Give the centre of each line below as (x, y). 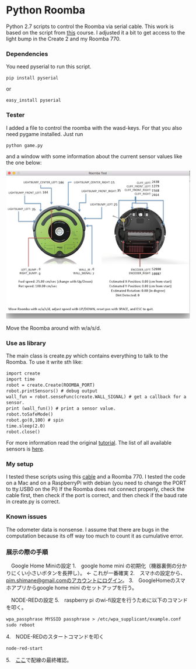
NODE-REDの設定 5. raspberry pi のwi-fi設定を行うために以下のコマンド (99, 600)
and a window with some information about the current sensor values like (94, 156)
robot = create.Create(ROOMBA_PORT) (50, 385)
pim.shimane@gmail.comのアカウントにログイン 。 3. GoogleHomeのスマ (96, 580)
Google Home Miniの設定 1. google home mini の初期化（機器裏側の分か (99, 566)
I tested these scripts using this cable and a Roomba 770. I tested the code (96, 477)
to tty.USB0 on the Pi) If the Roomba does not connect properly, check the (95, 489)
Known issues (27, 517)
